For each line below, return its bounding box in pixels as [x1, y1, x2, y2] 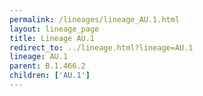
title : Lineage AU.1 [9, 33, 96, 43]
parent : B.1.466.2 [9, 61, 86, 71]
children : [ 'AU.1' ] [9, 71, 91, 81]
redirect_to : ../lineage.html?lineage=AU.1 [9, 42, 194, 53]
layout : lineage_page [9, 24, 100, 34]
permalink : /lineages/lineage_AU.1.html [9, 14, 181, 25]
